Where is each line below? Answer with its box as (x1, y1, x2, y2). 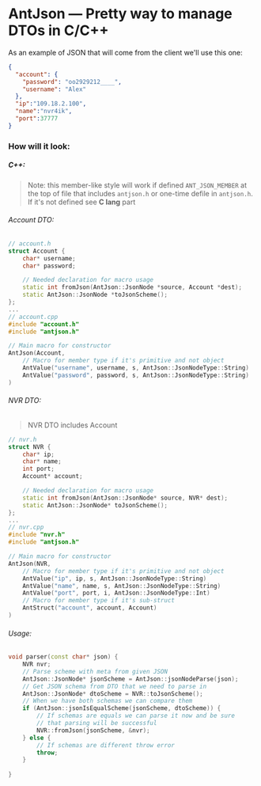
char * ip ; (22, 450, 55, 458)
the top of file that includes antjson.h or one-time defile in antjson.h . (27, 188, 253, 198)
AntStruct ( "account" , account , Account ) (22, 604, 157, 612)
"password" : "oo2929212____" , (22, 78, 123, 85)
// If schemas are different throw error (36, 741, 176, 749)
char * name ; (22, 458, 62, 465)
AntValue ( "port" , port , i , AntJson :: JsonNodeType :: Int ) (22, 589, 211, 598)
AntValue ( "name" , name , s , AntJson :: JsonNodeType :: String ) (22, 582, 221, 590)
